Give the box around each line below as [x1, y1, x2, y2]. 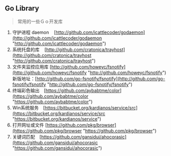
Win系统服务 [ [12, 104, 45, 110]
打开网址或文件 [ [12, 122, 47, 128]
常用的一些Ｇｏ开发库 [17, 18, 63, 25]
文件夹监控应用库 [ [12, 63, 52, 70]
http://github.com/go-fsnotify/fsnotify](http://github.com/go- [36, 75, 165, 81]
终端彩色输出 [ [12, 87, 46, 94]
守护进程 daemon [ [12, 29, 56, 35]
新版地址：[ [12, 75, 37, 81]
